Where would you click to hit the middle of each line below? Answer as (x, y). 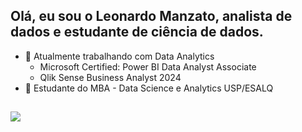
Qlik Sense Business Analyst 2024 (110, 77)
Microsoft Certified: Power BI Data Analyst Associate (148, 66)
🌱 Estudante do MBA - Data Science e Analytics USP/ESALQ (149, 88)
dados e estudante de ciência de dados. (137, 32)
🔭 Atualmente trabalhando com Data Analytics (119, 56)
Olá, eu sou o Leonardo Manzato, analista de (151, 16)
